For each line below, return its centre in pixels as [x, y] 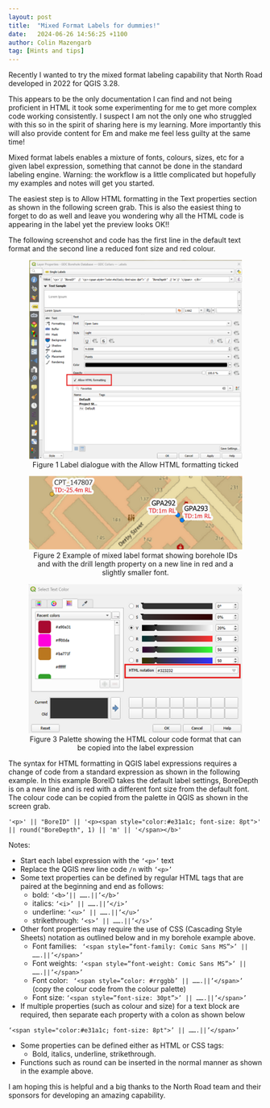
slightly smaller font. [135, 572]
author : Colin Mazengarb [50, 43]
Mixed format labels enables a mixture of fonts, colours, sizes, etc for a [126, 158]
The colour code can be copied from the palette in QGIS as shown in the [128, 798]
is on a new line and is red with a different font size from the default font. [129, 789]
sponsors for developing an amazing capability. [87, 1095]
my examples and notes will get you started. [81, 183]
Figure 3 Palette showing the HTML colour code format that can [135, 739]
